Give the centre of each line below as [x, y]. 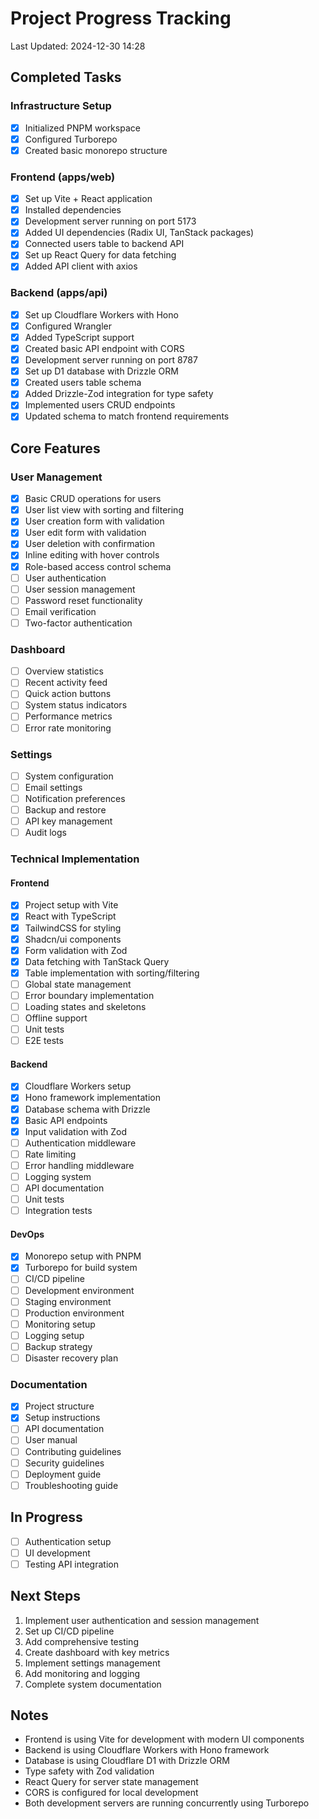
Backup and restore [65, 810]
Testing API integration [71, 1564]
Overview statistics [64, 671]
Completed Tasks [66, 77]
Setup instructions [62, 1418]
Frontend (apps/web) [63, 177]
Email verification [60, 611]
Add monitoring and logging [82, 1673]
